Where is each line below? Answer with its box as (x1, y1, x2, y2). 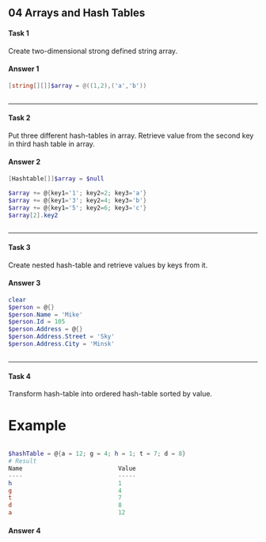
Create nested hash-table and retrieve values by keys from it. (8, 260, 208, 270)
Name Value (8, 464, 136, 472)
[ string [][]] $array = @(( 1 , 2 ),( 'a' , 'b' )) (8, 81, 147, 89)
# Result (8, 457, 37, 465)
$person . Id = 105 (8, 318, 66, 326)
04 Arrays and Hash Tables (8, 6, 146, 20)
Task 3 (8, 243, 31, 252)
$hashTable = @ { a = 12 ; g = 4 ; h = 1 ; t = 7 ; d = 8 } (8, 450, 186, 458)
